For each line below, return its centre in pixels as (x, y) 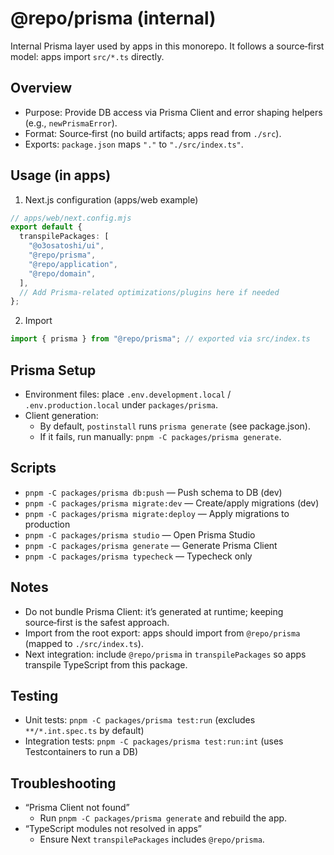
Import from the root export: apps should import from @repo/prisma (162, 633)
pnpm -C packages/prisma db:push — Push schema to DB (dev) (153, 492)
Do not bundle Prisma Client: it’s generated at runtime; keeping (154, 611)
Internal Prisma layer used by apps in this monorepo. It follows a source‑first (167, 46)
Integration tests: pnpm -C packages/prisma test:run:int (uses (154, 741)
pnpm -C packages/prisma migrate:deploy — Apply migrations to (157, 513)
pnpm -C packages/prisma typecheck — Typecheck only (138, 556)
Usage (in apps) (61, 175)
